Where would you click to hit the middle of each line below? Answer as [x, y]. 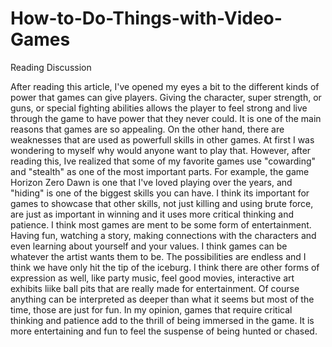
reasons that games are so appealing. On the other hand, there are [147, 129]
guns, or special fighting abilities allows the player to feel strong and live [159, 108]
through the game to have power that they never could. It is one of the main [166, 118]
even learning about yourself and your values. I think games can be [149, 246]
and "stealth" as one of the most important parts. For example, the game [160, 171]
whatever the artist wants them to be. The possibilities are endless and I [158, 256]
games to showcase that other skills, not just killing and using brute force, [162, 203]
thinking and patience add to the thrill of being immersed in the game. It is [162, 320]
